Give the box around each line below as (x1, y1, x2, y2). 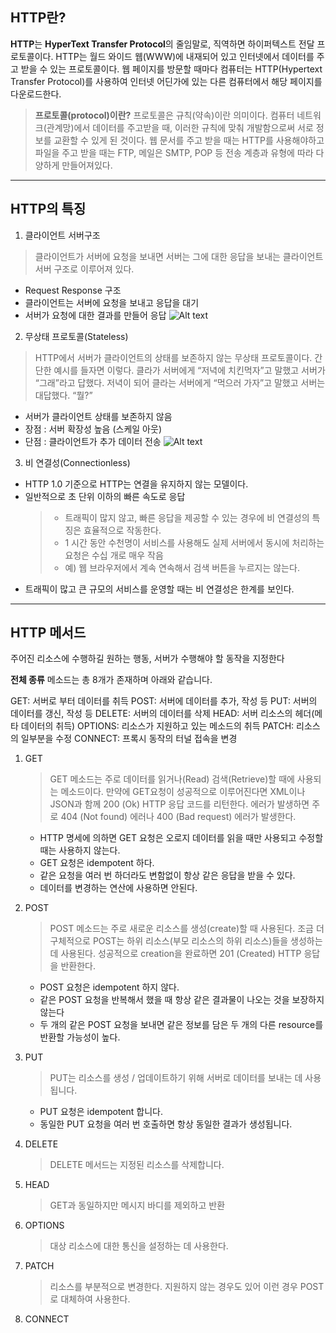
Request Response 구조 (24, 284, 122, 296)
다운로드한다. (10, 88, 62, 100)
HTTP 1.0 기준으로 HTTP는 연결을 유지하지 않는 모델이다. (24, 478, 249, 490)
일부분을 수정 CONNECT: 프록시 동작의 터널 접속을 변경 (20, 733, 238, 745)
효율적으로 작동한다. (83, 524, 162, 536)
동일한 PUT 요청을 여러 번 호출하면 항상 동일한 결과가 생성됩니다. (39, 1118, 293, 1130)
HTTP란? (10, 9, 67, 27)
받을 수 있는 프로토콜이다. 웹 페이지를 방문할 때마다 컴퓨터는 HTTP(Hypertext (20, 63, 323, 75)
